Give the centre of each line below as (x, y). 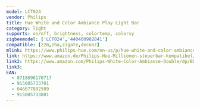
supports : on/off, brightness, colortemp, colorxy (70, 34)
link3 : (14, 67)
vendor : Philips (26, 17)
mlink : (14, 51)
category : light (26, 28)
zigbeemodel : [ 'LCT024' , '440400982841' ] (57, 39)
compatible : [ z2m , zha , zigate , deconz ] (53, 45)
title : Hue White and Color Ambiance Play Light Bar (73, 23)
